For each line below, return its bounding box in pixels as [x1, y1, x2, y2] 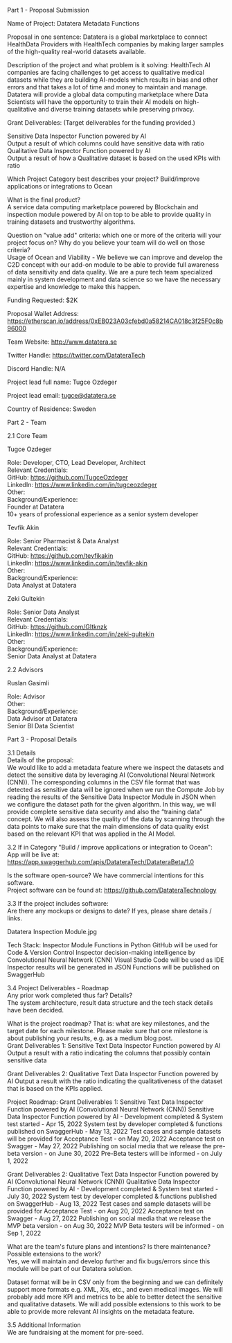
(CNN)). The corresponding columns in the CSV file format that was [7, 778, 201, 786]
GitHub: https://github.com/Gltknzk [7, 623, 107, 631]
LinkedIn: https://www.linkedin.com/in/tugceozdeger [7, 481, 157, 489]
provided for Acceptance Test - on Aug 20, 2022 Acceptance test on [7, 1207, 204, 1215]
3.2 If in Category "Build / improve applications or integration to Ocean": [7, 843, 213, 851]
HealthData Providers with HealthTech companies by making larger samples [7, 40, 224, 48]
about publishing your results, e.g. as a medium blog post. [7, 1034, 173, 1042]
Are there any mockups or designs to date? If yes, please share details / [7, 907, 213, 915]
